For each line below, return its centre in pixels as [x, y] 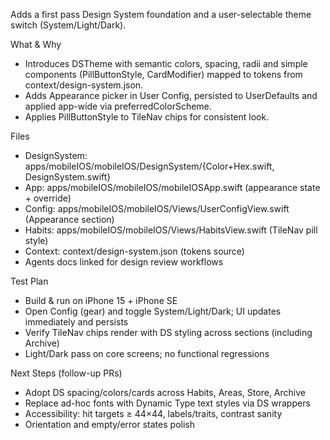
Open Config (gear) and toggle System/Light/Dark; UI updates [153, 311]
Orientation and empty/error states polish [109, 424]
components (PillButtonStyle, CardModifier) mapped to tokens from [163, 74]
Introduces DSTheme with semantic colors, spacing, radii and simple [166, 63]
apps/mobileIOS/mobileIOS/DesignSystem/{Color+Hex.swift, [149, 166]
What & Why [36, 44]
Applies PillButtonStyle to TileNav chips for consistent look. [147, 117]
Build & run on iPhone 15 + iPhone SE [101, 300]
